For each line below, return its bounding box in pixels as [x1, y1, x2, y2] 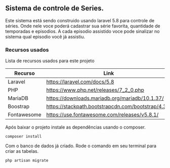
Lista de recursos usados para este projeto [5, 58, 95, 64]
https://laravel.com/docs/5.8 [46, 78, 114, 86]
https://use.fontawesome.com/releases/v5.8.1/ [46, 111, 159, 118]
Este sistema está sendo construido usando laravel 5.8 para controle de [5, 17, 155, 23]
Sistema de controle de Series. [5, 4, 104, 13]
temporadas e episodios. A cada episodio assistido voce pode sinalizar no [5, 28, 160, 34]
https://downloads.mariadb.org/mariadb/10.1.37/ [46, 95, 164, 102]
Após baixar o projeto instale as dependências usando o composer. [5, 124, 146, 131]
